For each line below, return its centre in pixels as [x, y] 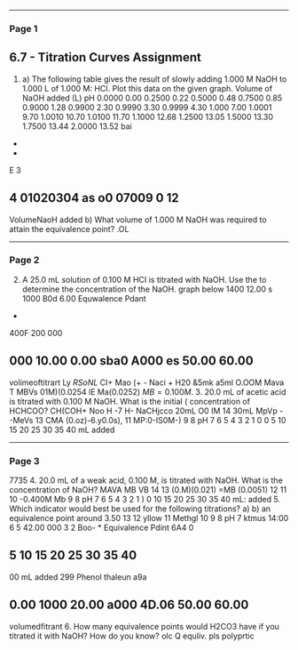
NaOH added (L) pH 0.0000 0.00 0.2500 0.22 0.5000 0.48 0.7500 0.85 [152, 98]
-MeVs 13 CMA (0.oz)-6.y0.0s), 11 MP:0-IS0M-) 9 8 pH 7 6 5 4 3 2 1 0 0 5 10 [148, 420]
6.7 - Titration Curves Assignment [106, 57]
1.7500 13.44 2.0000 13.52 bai [77, 126]
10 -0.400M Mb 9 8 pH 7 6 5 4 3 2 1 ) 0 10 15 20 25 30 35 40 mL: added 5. [145, 499]
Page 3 [24, 461]
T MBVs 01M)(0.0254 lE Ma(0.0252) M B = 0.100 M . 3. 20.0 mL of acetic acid [148, 391]
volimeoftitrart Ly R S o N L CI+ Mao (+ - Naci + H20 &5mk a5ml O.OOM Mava [147, 382]
